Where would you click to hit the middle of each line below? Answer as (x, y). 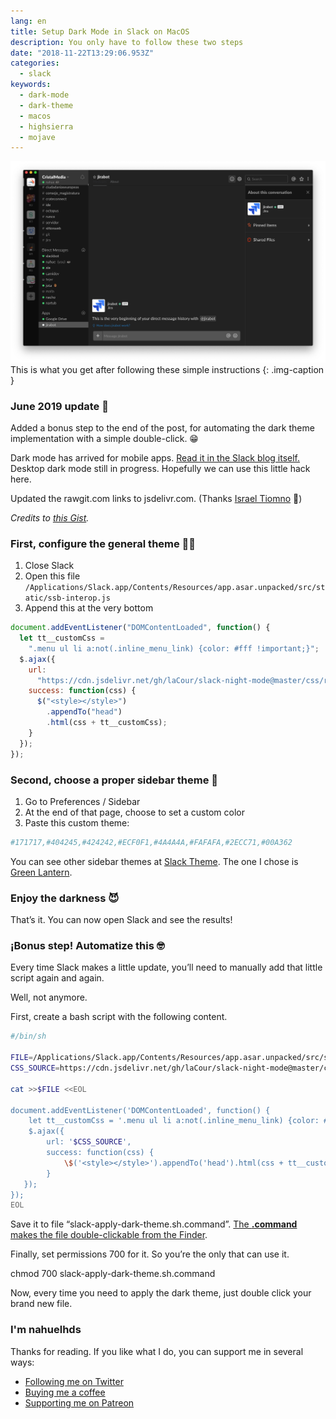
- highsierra (46, 126)
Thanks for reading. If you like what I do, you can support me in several (157, 1351)
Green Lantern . (41, 872)
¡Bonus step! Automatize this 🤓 (87, 945)
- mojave (37, 137)
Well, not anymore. (49, 997)
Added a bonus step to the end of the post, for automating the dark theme (162, 427)
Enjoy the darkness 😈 (65, 898)
